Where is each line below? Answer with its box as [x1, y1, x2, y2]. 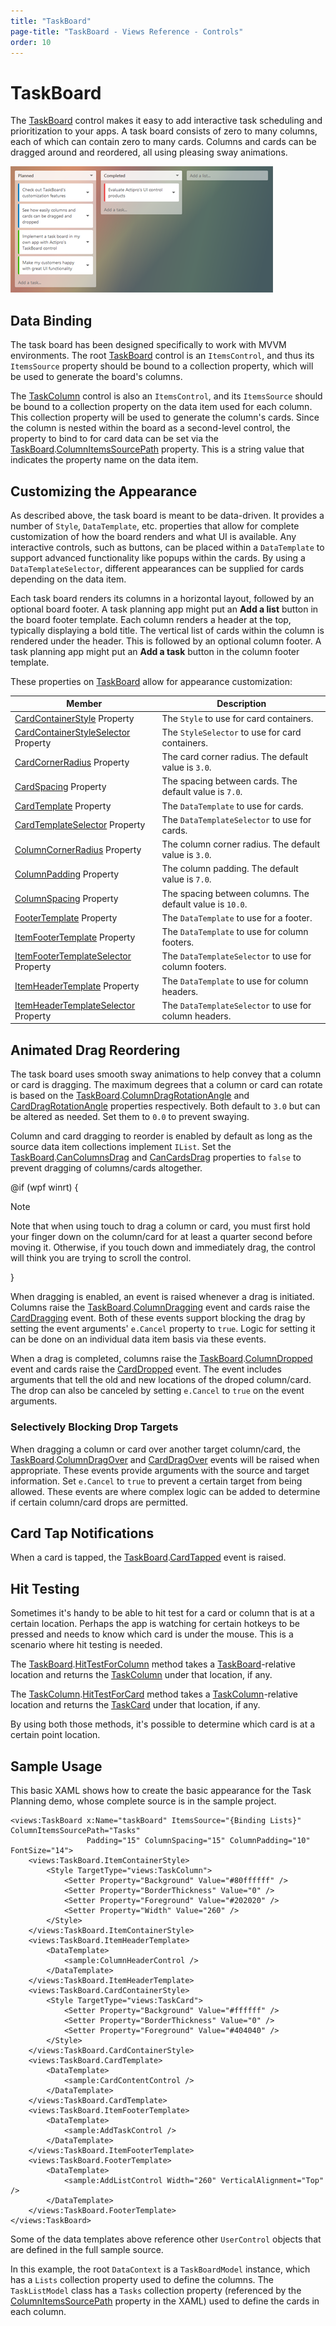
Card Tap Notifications [10, 1525, 155, 1542]
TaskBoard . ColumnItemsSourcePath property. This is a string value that [10, 443, 305, 455]
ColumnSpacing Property [14, 893, 119, 905]
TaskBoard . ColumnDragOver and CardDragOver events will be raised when [10, 1453, 320, 1465]
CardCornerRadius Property [14, 756, 130, 768]
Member [66, 698, 103, 710]
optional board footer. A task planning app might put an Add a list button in [10, 603, 319, 615]
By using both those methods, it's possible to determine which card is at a [10, 1718, 316, 1730]
